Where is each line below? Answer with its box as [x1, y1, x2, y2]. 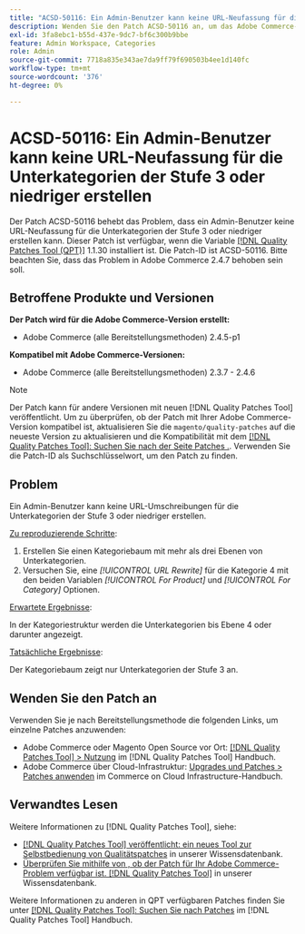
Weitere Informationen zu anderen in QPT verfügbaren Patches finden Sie [9, 895, 286, 906]
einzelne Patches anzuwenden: [9, 724, 127, 735]
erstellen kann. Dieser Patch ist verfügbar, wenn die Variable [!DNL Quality [9, 235, 288, 246]
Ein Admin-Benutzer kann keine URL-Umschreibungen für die [9, 501, 239, 512]
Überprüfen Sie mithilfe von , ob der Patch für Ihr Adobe [22, 858, 233, 869]
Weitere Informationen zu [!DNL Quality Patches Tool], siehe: [9, 821, 237, 831]
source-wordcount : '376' [9, 73, 103, 82]
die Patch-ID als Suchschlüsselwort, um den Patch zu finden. [9, 450, 238, 461]
